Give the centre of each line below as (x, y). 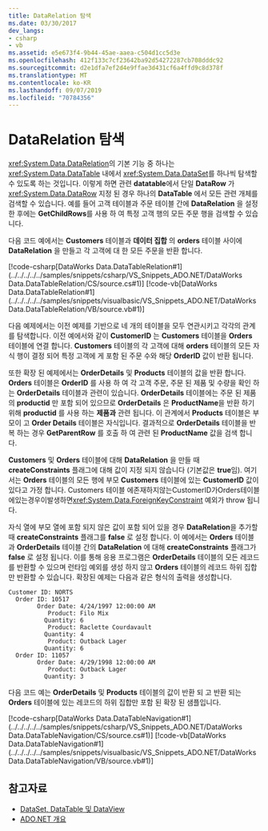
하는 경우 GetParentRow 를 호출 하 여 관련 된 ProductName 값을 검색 (127, 433)
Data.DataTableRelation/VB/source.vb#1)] (77, 309)
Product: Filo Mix (78, 614)
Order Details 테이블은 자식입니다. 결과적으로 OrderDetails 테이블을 (140, 423)
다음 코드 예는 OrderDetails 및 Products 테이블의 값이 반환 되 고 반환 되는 (125, 692)
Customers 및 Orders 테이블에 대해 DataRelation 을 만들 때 (104, 460)
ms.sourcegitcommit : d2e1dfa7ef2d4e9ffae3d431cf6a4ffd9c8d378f (116, 68)
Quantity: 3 (64, 677)
